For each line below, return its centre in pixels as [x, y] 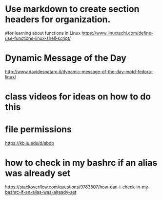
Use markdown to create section [72, 9]
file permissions [39, 130]
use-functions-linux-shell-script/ [38, 38]
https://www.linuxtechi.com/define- [118, 33]
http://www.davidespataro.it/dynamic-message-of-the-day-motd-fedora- [79, 72]
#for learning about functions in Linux [43, 33]
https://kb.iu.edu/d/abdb [30, 143]
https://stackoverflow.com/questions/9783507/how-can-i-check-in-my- [78, 187]
